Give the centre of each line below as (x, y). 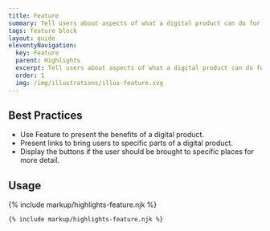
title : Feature (34, 16)
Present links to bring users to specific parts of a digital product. (126, 143)
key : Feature (37, 53)
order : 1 (30, 75)
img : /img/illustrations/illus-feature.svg (89, 83)
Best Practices (45, 115)
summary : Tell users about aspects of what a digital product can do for (135, 23)
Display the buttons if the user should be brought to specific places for (137, 152)
